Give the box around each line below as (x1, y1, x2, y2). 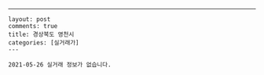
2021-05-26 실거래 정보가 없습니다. (8, 61, 112, 69)
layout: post (8, 16, 51, 23)
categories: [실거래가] (8, 39, 79, 47)
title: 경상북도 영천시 (8, 30, 75, 38)
